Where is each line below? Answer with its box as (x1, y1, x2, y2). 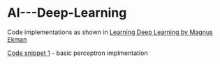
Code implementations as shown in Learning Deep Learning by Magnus (7, 28, 213, 36)
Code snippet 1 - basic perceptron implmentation (7, 49, 148, 57)
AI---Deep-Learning (7, 5, 127, 21)
